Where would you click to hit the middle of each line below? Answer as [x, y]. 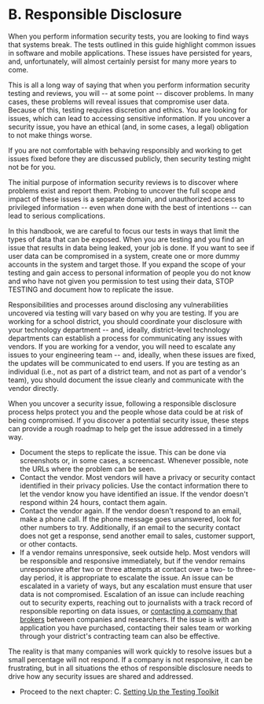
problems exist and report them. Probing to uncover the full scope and [122, 190]
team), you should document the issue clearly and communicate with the [126, 380]
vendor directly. [33, 388]
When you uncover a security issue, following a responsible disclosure [123, 404]
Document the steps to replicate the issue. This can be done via [123, 452]
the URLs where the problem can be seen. [88, 469]
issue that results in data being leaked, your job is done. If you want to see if [132, 247]
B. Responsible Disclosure [95, 15]
